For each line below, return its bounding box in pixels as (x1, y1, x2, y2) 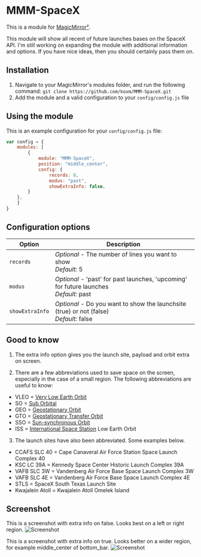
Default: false (54, 314, 93, 323)
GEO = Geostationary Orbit (14, 406, 81, 413)
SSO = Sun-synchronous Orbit (14, 418, 90, 426)
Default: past (54, 290, 92, 298)
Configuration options (6, 222, 91, 233)
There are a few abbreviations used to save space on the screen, (14, 369, 175, 376)
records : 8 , (48, 172, 79, 178)
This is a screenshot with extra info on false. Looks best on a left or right (6, 520, 184, 527)
